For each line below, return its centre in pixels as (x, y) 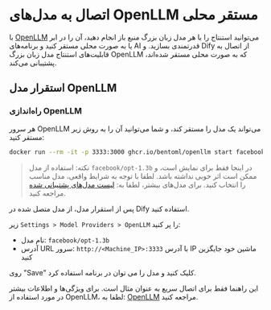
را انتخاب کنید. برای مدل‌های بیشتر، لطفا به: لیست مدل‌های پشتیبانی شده (137, 184)
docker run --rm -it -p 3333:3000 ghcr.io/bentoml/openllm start (121, 152)
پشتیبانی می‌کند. (33, 63)
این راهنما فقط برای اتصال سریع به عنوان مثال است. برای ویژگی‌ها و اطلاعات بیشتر (134, 288)
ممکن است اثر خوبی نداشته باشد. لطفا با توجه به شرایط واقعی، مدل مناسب (143, 176)
